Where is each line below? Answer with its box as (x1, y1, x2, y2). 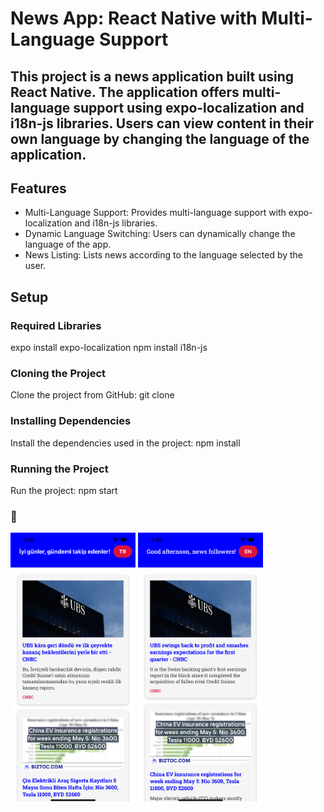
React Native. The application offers (10, 83, 240, 101)
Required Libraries (10, 318, 102, 332)
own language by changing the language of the (10, 130, 310, 147)
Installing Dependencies (10, 414, 132, 428)
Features (10, 180, 67, 197)
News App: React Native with (10, 7, 258, 30)
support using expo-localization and (73, 99, 305, 116)
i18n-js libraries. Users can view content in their (10, 115, 315, 132)
